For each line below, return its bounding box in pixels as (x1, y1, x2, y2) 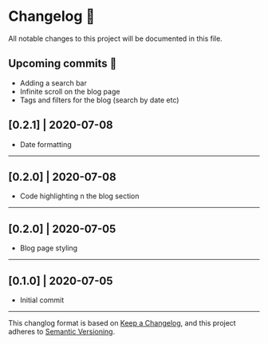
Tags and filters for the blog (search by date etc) (19, 95, 179, 105)
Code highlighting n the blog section (19, 191, 140, 201)
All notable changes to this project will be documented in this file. (8, 34, 223, 43)
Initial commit (19, 295, 65, 305)
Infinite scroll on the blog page (19, 86, 120, 96)
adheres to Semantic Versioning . (8, 327, 116, 336)
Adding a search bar (19, 78, 88, 87)
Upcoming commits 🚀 (8, 57, 117, 70)
